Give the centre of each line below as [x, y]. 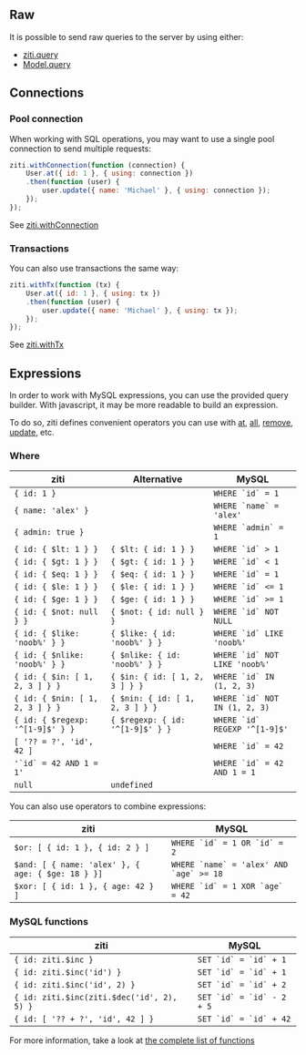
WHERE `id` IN [244, 677]
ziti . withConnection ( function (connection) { [97, 165]
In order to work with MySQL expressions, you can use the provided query [149, 395]
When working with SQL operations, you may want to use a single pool [142, 138]
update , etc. [32, 433]
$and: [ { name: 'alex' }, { [77, 865]
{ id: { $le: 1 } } [56, 587]
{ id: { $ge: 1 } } [56, 599]
